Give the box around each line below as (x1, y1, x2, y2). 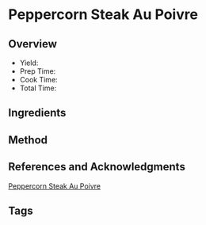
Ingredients (8, 106, 67, 120)
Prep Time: (19, 67, 56, 76)
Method (8, 133, 48, 147)
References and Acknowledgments (8, 160, 186, 174)
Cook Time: (19, 75, 58, 84)
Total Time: (19, 83, 57, 93)
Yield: (19, 58, 39, 67)
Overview (8, 37, 58, 51)
